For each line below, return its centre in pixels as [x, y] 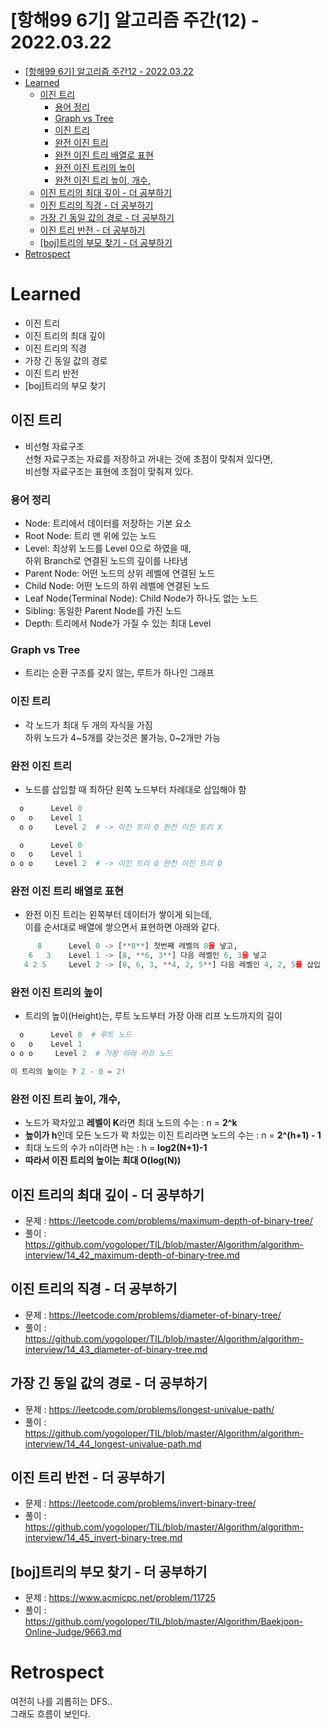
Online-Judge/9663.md [73, 1632]
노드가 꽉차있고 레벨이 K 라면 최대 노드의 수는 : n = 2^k [131, 1123]
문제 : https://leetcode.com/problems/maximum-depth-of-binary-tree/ [168, 1220]
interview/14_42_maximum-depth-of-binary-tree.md [132, 1255]
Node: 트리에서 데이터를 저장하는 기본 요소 [108, 523]
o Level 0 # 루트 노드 [76, 1035]
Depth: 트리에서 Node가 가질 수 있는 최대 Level [118, 623]
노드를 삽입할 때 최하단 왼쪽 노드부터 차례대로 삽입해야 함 [135, 789]
